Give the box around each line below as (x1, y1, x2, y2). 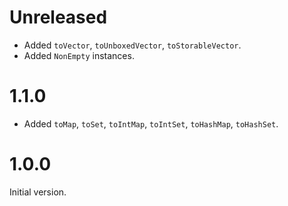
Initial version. (9, 186, 67, 198)
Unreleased (9, 6, 108, 29)
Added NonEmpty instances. (23, 49, 135, 61)
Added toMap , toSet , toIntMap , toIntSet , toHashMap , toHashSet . (23, 117, 279, 130)
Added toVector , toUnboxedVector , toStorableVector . (23, 39, 242, 51)
